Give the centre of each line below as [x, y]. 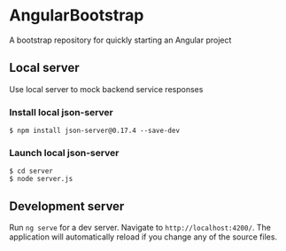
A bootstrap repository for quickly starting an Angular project [120, 40]
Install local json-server [61, 112]
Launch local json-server [64, 153]
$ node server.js [41, 179]
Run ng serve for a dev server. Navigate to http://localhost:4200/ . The [140, 228]
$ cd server [31, 171]
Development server [67, 206]
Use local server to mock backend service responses [106, 89]
